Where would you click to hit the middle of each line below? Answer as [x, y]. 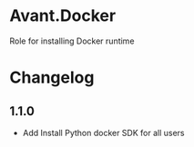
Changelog [52, 78]
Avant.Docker [63, 16]
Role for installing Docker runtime [72, 41]
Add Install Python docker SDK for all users [103, 132]
